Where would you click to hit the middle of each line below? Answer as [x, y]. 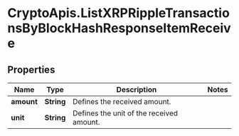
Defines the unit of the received [125, 113]
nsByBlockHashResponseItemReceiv [119, 28]
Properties [31, 69]
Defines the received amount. [122, 101]
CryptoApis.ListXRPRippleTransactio [118, 13]
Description [137, 89]
